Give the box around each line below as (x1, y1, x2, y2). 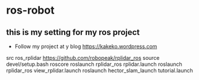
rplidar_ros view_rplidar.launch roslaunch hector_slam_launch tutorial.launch (6, 67, 193, 74)
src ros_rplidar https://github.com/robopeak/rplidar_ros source (6, 55, 160, 61)
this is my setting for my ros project (6, 27, 140, 37)
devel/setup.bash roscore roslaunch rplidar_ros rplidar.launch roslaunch (6, 60, 182, 68)
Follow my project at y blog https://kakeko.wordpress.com (14, 43, 157, 50)
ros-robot (6, 4, 55, 17)
